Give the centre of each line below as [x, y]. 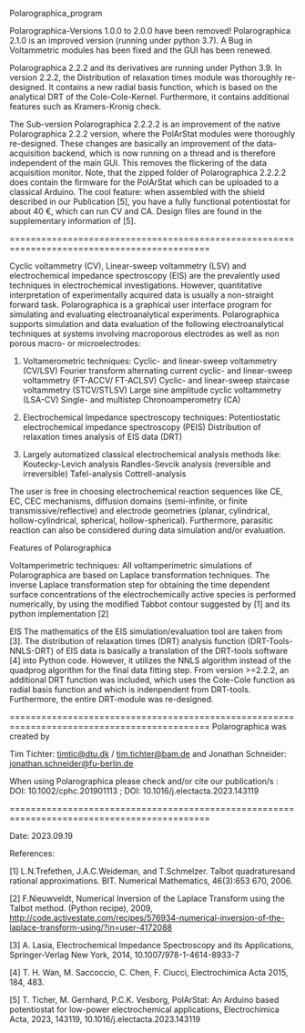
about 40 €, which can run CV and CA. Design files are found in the [136, 211]
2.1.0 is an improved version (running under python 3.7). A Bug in [131, 41]
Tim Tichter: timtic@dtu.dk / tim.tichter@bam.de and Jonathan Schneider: [148, 754]
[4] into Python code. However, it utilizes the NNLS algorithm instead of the [150, 660]
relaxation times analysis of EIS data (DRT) [102, 437]
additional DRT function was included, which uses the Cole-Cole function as [152, 680]
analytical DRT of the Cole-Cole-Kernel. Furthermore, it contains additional [149, 97]
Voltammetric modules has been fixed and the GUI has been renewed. [141, 50]
